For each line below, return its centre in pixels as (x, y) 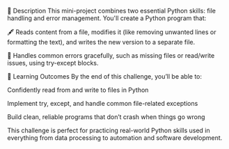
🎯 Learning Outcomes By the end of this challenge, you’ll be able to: (105, 76)
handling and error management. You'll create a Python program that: (107, 18)
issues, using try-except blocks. (53, 63)
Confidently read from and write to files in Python (78, 90)
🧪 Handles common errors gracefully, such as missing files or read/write (111, 55)
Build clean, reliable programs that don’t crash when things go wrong (106, 117)
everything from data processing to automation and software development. (115, 138)
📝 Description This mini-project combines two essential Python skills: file (112, 11)
